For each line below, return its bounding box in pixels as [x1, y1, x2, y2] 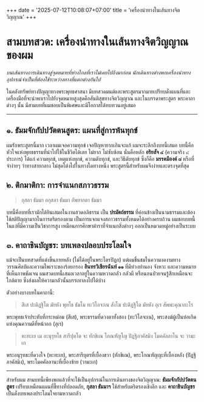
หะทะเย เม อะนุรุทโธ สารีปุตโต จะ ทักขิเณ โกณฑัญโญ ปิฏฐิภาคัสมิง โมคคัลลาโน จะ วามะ [21, 333, 196, 340]
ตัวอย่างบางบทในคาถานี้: [6, 289, 55, 296]
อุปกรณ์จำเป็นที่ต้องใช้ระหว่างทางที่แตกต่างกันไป [6, 76, 101, 83]
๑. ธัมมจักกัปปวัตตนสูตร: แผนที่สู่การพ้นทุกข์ [6, 125, 138, 136]
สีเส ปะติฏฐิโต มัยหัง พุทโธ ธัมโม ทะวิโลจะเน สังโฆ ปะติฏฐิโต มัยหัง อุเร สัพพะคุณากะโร [21, 301, 194, 308]
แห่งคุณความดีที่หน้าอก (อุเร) [6, 320, 64, 328]
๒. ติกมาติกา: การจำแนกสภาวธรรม [6, 180, 109, 191]
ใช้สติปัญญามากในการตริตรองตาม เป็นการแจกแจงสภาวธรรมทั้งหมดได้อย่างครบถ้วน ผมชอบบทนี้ [6, 215, 195, 222]
